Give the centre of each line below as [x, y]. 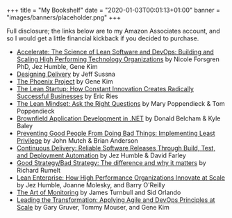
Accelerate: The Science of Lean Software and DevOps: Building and [115, 52]
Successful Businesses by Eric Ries [67, 96]
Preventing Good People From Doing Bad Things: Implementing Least [116, 133]
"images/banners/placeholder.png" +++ [64, 17]
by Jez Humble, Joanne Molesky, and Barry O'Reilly [91, 185]
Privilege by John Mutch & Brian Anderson [77, 141]
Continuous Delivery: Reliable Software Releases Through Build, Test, [116, 148]
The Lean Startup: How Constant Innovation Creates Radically [105, 89]
